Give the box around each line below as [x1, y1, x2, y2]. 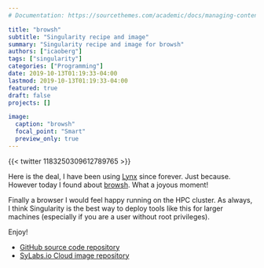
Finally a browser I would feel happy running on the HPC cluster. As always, [8, 195, 253, 204]
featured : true [8, 84, 58, 92]
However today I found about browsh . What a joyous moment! [8, 180, 209, 189]
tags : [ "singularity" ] [8, 55, 82, 63]
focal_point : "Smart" [15, 127, 86, 136]
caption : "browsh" [15, 120, 76, 128]
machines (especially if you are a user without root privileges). [8, 211, 210, 221]
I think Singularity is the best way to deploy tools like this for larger [8, 204, 224, 213]
